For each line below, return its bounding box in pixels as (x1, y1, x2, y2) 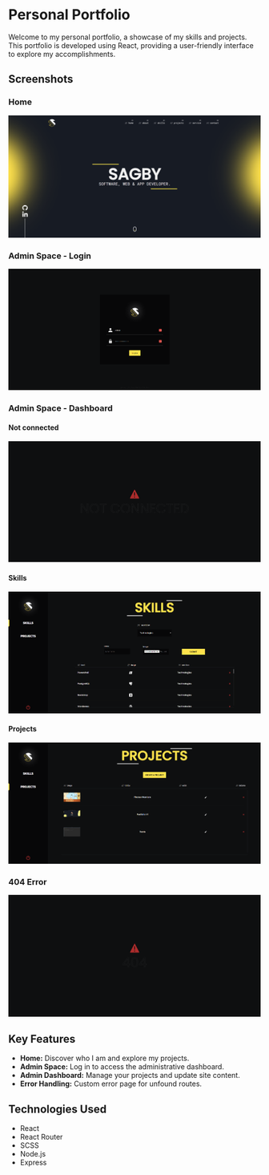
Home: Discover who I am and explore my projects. (19, 1053, 190, 1064)
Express (19, 1157, 47, 1168)
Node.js (19, 1149, 46, 1159)
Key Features (8, 1032, 76, 1046)
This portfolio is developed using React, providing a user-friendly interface (8, 40, 254, 50)
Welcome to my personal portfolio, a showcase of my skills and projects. (8, 32, 247, 42)
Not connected (8, 423, 59, 432)
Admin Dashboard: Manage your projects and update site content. (19, 1071, 240, 1080)
